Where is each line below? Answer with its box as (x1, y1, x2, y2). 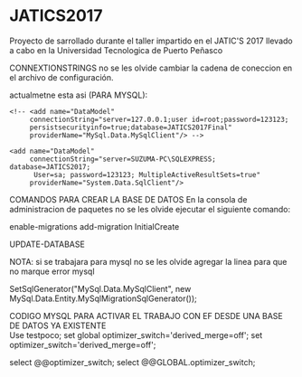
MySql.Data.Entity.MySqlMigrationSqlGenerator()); (9, 293, 197, 304)
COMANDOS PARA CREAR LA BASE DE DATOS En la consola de (9, 193, 248, 204)
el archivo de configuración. (9, 71, 114, 82)
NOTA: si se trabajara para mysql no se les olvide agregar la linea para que (9, 256, 288, 267)
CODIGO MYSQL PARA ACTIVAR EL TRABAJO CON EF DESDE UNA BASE (9, 310, 283, 321)
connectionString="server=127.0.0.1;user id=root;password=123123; (29, 115, 289, 124)
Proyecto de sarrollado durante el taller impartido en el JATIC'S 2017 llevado (9, 35, 293, 46)
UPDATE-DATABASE (9, 239, 86, 250)
